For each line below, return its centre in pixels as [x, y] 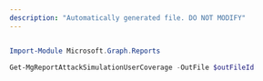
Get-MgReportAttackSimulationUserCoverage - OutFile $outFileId [132, 67]
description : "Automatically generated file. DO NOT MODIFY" [128, 18]
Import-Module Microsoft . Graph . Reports [85, 51]
